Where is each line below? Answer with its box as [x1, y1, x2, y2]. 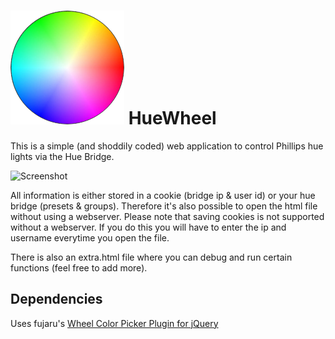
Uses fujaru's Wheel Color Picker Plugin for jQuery [10, 317, 219, 329]
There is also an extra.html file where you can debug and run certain [10, 251, 293, 263]
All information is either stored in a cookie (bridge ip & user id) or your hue [10, 189, 316, 201]
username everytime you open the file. [10, 231, 170, 244]
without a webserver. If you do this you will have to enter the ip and [10, 221, 287, 233]
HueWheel [128, 107, 217, 130]
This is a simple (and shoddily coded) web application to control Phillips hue [10, 140, 324, 152]
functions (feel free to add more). [10, 261, 148, 274]
